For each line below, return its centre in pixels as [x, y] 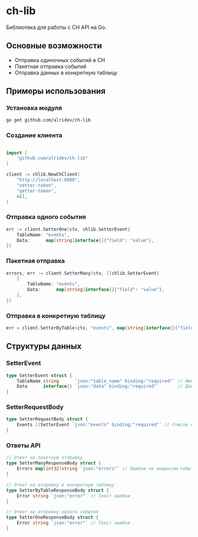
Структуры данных [44, 346]
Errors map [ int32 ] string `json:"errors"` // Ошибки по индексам [97, 469]
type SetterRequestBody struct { [47, 419]
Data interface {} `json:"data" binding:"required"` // [100, 386]
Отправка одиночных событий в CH [60, 60]
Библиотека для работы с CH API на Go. [57, 27]
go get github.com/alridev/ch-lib [49, 120]
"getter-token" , [37, 191]
